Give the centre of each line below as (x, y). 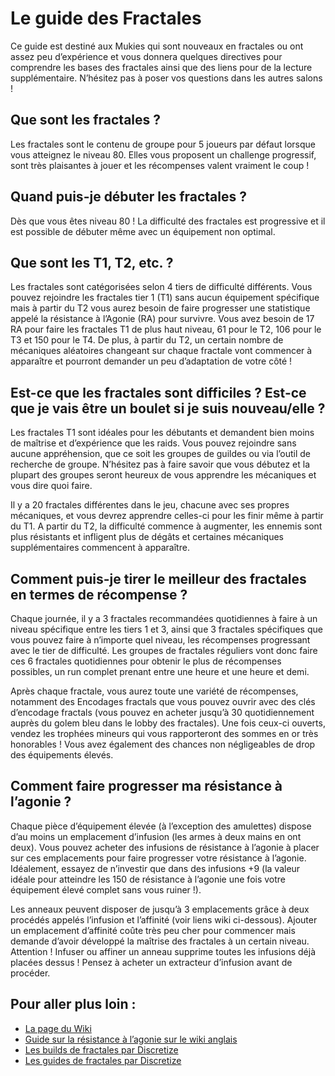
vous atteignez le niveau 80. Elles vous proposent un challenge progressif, (163, 154)
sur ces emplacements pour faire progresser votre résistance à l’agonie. (158, 858)
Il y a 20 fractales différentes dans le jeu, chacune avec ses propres (150, 505)
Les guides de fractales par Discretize (103, 1060)
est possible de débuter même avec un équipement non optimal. (143, 231)
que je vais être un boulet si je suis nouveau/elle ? (168, 408)
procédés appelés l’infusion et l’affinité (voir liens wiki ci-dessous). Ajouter (164, 919)
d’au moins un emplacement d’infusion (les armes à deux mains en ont (156, 836)
